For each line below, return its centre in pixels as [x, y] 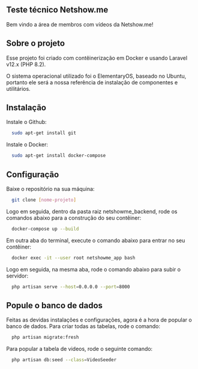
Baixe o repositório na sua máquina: [50, 189]
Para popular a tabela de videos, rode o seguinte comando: [79, 349]
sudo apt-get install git [44, 133]
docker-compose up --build [45, 229]
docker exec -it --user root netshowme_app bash [73, 258]
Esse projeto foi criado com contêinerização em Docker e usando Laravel [97, 58]
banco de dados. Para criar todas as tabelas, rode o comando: [83, 326]
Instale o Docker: [27, 144]
